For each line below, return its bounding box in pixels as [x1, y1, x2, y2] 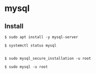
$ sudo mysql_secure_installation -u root [4, 56, 91, 61]
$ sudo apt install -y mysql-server [4, 35, 78, 39]
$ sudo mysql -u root [4, 64, 48, 70]
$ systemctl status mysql [4, 43, 56, 48]
